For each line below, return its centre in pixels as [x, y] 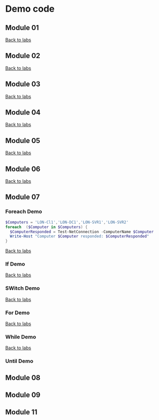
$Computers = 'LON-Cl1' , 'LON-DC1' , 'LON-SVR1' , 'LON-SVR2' [67, 222]
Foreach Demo [24, 212]
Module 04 [23, 113]
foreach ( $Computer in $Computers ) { [46, 227]
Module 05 [23, 141]
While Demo [21, 337]
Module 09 [23, 395]
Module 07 [22, 197]
